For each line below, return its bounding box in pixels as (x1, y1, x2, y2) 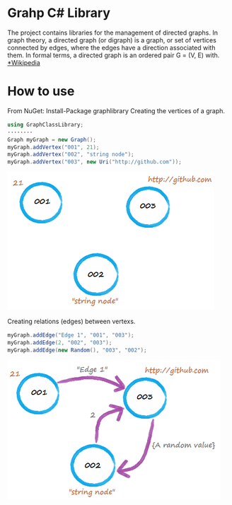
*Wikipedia (7, 58, 40, 66)
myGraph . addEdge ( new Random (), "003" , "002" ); (7, 347, 147, 354)
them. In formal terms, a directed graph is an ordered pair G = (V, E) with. (7, 51, 220, 59)
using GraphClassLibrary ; (7, 121, 83, 128)
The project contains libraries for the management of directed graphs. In (7, 28, 218, 37)
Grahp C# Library (7, 5, 111, 21)
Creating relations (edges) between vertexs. (7, 317, 136, 326)
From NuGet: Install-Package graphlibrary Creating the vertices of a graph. (7, 106, 225, 115)
